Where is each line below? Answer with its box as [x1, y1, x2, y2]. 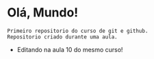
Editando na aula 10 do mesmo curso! [16, 45, 123, 54]
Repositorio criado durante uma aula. [7, 33, 118, 40]
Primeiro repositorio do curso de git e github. [7, 27, 149, 34]
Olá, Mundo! [7, 5, 79, 21]
